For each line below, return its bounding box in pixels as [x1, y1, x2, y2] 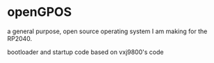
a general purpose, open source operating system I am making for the [7, 27, 208, 35]
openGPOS [7, 4, 72, 20]
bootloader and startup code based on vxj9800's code [7, 48, 164, 56]
